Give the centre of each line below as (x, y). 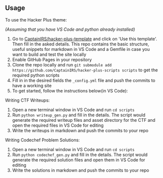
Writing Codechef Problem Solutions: (42, 140)
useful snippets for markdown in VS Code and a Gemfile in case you (81, 49)
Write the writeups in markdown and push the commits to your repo (80, 130)
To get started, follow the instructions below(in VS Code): (70, 90)
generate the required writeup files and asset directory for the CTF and (84, 120)
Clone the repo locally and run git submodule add (62, 65)
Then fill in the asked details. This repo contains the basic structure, (81, 44)
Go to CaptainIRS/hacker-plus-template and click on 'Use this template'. (85, 39)
